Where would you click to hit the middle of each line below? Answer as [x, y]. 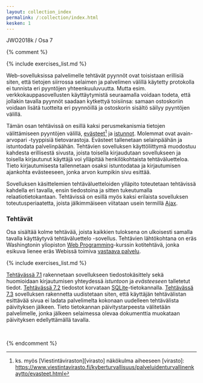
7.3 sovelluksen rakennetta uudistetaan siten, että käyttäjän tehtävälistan [96, 294]
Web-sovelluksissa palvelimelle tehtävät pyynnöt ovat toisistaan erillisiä [95, 76]
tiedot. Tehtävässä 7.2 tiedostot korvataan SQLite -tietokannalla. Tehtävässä [100, 288]
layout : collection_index [39, 12]
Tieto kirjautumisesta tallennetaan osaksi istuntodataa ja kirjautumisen [94, 166]
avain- [185, 133]
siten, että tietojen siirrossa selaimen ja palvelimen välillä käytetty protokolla [100, 82]
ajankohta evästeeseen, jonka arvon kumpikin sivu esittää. [79, 172]
